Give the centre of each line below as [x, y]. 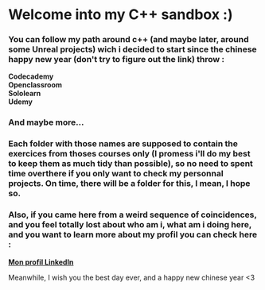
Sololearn [25, 94]
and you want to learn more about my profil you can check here [132, 234]
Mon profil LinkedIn [41, 262]
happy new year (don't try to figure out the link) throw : [117, 60]
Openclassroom [35, 85]
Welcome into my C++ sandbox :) [121, 15]
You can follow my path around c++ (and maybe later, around [129, 40]
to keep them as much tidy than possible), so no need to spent [131, 164]
